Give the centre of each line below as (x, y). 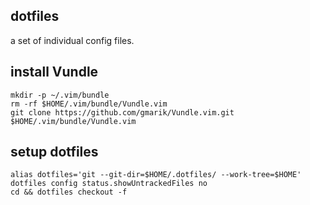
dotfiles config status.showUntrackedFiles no (109, 184)
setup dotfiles (54, 152)
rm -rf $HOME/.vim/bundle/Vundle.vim (89, 104)
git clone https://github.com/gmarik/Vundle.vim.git (122, 112)
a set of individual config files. (72, 40)
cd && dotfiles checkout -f (69, 192)
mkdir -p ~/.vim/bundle (60, 95)
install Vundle (54, 72)
